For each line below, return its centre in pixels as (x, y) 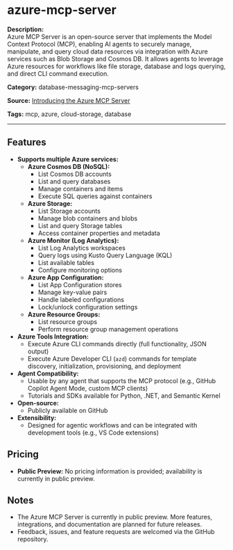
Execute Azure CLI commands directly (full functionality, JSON (117, 343)
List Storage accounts (69, 211)
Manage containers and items (80, 188)
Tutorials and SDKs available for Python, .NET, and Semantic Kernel (124, 396)
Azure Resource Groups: (64, 314)
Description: (25, 29)
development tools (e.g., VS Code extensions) (93, 432)
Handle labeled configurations (81, 299)
